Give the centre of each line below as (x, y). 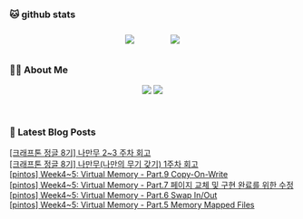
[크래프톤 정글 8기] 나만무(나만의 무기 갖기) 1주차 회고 (104, 164)
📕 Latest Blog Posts (53, 132)
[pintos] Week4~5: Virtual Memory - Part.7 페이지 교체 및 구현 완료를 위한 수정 (151, 185)
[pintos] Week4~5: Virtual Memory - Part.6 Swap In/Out (113, 195)
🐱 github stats (43, 14)
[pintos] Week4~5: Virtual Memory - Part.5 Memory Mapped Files (132, 205)
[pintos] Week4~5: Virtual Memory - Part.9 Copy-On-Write (119, 174)
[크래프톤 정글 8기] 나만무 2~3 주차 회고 (80, 152)
